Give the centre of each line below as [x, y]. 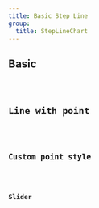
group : [19, 23]
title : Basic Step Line [48, 16]
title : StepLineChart [52, 31]
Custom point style [50, 157]
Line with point [49, 111]
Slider [20, 196]
